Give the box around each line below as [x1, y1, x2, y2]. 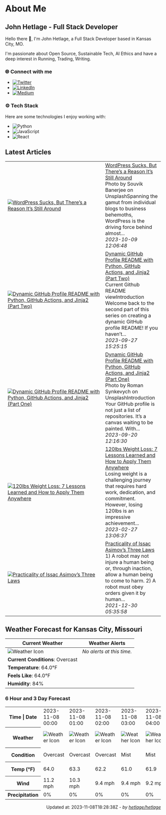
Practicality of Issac [105, 540, 151, 547]
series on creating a [105, 312, 152, 319]
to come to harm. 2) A [105, 577, 156, 584]
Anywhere [105, 464, 129, 471]
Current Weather [22, 640, 63, 647]
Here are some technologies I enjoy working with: [5, 113, 106, 119]
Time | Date [9, 714, 37, 721]
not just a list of [105, 407, 141, 413]
